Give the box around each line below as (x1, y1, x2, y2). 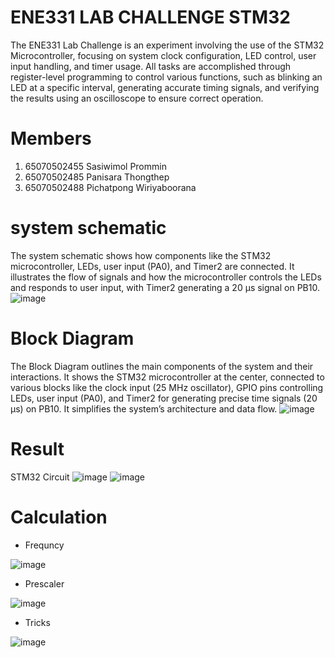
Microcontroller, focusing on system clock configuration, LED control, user (10, 49, 317, 61)
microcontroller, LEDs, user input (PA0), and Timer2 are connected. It (10, 260, 295, 272)
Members (10, 127, 92, 150)
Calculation (10, 506, 108, 528)
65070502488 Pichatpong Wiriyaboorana (24, 181, 197, 193)
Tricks (24, 616, 51, 628)
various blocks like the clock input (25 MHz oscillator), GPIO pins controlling (10, 381, 324, 393)
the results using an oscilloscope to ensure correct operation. (10, 92, 264, 104)
